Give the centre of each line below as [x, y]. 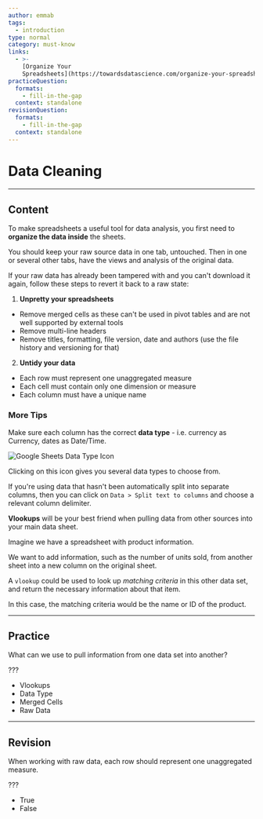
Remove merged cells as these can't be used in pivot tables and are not [135, 314]
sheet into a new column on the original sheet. [83, 565]
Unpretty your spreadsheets [67, 299]
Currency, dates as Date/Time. [58, 441]
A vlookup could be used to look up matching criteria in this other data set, [128, 580]
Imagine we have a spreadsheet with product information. [101, 542]
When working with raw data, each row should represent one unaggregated [130, 762]
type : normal [29, 37]
